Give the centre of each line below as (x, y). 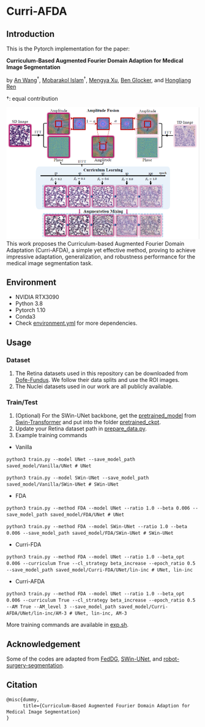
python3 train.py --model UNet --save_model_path (71, 460)
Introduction (31, 34)
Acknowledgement (43, 644)
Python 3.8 (29, 304)
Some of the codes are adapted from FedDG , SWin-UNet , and (84, 659)
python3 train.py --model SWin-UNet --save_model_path (78, 478)
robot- (171, 659)
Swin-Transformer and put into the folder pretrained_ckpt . (88, 422)
